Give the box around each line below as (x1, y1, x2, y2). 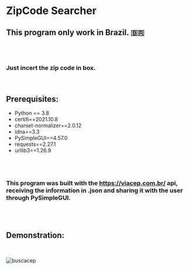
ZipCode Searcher (6, 4, 97, 18)
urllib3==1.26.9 (14, 147, 51, 154)
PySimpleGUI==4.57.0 (14, 135, 68, 142)
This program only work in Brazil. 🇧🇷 (6, 28, 145, 37)
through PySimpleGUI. (6, 194, 71, 202)
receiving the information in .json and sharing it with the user (6, 186, 183, 194)
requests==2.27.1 (14, 141, 56, 148)
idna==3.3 (14, 128, 40, 135)
